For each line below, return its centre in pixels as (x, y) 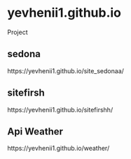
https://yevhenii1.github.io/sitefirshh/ (60, 109)
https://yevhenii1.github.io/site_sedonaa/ (66, 70)
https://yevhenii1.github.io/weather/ (58, 149)
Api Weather (35, 131)
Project (18, 32)
